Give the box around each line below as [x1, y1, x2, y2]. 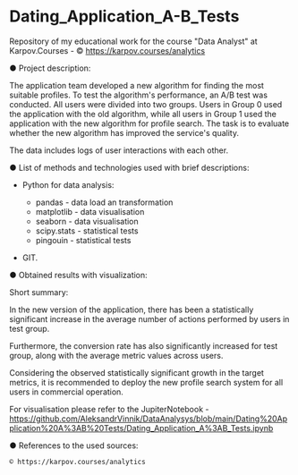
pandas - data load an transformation [35, 197, 174, 208]
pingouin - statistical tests [35, 234, 132, 245]
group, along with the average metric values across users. [9, 350, 224, 360]
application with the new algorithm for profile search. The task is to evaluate [9, 118, 290, 129]
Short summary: [9, 286, 69, 297]
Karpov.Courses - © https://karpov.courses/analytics [9, 45, 206, 55]
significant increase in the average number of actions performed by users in [9, 313, 290, 324]
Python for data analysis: [21, 179, 115, 190]
